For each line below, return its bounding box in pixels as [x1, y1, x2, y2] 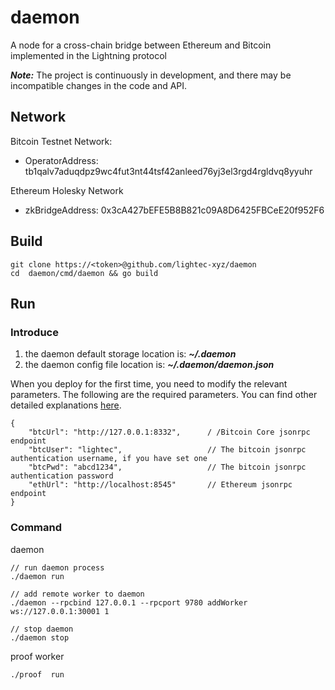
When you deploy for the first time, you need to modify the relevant [10, 378, 288, 390]
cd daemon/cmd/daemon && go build [10, 268, 159, 278]
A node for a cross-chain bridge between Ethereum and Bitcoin [10, 39, 272, 51]
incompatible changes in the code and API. [10, 79, 188, 91]
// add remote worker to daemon [10, 589, 145, 599]
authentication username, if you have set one [10, 454, 208, 464]
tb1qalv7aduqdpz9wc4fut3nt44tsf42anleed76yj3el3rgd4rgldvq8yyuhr [24, 165, 313, 177]
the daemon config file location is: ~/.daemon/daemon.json [24, 359, 275, 371]
